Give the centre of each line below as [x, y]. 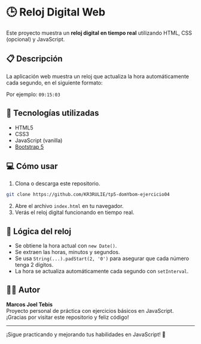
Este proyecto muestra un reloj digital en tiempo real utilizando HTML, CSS [99, 33]
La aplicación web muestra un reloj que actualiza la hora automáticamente [98, 76]
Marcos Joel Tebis [29, 304]
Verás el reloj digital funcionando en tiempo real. [74, 212]
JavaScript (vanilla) [39, 140]
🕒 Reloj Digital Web [56, 12]
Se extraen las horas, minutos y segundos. [67, 252]
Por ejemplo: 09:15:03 [33, 94]
